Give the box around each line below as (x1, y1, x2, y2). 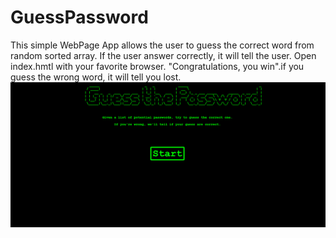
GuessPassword (10, 6, 149, 29)
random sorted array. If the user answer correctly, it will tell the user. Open (10, 49, 317, 61)
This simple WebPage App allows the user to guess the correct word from (10, 39, 315, 51)
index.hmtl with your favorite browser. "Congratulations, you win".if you (10, 60, 305, 72)
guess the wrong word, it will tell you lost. (10, 71, 182, 83)
